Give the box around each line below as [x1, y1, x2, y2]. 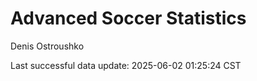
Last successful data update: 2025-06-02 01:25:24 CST [10, 59, 242, 71]
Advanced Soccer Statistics [10, 7, 247, 30]
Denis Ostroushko [10, 40, 85, 52]
